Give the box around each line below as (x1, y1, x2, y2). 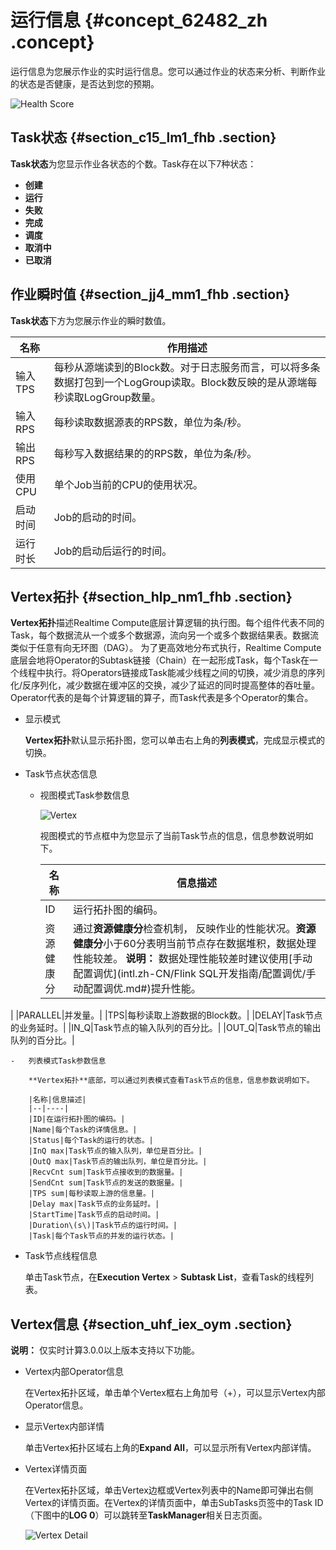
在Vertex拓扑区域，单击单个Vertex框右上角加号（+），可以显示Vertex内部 (24, 1387, 326, 1399)
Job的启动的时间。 (53, 510, 143, 524)
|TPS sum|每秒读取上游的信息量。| (28, 1189, 156, 1199)
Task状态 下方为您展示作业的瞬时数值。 (10, 314, 172, 326)
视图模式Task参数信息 (39, 789, 130, 801)
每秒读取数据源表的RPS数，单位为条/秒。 (53, 415, 248, 429)
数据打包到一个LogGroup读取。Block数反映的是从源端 (53, 375, 308, 389)
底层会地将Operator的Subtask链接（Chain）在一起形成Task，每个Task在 (10, 654, 310, 666)
